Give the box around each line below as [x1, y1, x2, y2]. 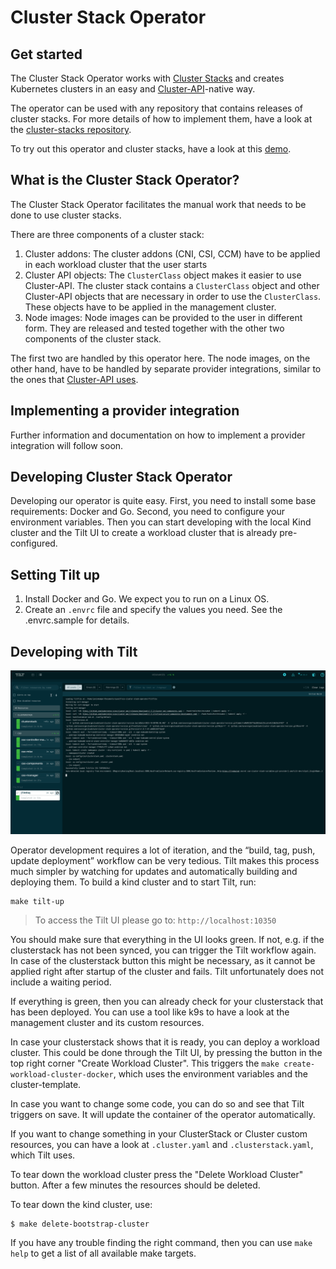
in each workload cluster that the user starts [24, 258, 208, 270]
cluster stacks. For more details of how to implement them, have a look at [10, 113, 313, 125]
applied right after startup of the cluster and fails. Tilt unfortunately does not [10, 965, 325, 977]
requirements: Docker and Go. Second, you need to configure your [10, 506, 286, 518]
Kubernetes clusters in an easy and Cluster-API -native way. [10, 83, 256, 95]
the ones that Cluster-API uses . [10, 373, 139, 385]
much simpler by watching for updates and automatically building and [10, 865, 298, 877]
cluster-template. [10, 1078, 82, 1090]
